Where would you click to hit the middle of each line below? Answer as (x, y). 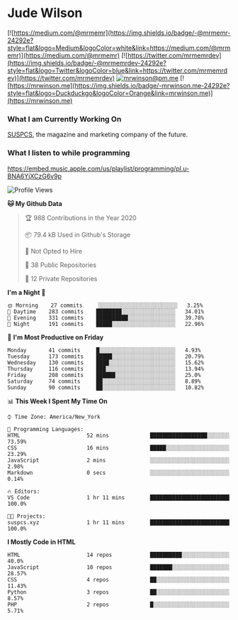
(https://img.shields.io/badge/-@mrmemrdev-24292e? (87, 62)
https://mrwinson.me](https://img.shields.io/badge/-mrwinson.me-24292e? (120, 85)
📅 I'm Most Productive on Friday (56, 337)
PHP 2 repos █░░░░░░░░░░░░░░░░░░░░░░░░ (119, 604)
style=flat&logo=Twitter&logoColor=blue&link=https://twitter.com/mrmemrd (118, 70)
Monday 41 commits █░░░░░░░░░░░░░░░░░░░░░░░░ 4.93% (104, 350)
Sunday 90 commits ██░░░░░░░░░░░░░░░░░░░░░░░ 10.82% (106, 387)
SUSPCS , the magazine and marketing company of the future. (98, 135)
